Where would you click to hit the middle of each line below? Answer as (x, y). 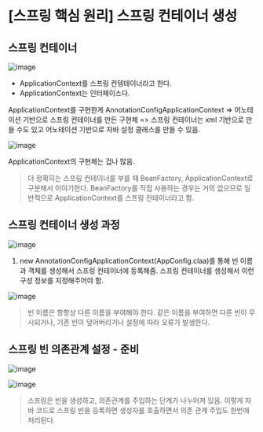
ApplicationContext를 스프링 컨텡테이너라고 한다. (95, 83)
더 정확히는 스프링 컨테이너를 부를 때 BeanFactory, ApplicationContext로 (140, 178)
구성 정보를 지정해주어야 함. (62, 280)
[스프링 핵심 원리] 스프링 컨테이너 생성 (123, 16)
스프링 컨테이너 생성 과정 (64, 225)
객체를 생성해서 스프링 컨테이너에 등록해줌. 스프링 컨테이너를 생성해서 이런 (141, 270)
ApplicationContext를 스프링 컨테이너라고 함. (124, 198)
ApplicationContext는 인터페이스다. (75, 93)
